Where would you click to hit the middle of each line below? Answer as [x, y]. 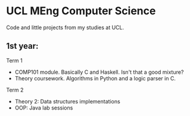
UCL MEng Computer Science [81, 11]
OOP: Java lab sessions [44, 108]
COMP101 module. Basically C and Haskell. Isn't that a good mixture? [99, 72]
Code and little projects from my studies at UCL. [65, 27]
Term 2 [15, 90]
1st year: [22, 46]
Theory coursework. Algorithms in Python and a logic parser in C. [95, 78]
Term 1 [14, 60]
